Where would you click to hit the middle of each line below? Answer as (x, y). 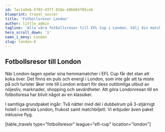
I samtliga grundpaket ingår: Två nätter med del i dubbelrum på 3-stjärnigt (80, 104)
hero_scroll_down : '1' (28, 33)
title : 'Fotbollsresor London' (37, 19)
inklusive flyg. (19, 114)
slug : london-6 (21, 42)
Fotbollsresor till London (43, 62)
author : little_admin (27, 23)
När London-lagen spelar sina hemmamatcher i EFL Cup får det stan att (77, 73)
